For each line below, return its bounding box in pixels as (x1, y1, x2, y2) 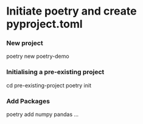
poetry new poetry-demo (6, 53, 69, 60)
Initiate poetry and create (6, 4, 137, 18)
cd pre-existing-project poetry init (6, 81, 91, 89)
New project (6, 39, 44, 47)
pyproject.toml (6, 17, 83, 31)
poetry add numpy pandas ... (6, 111, 79, 118)
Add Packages (6, 97, 51, 105)
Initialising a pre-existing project (6, 68, 105, 77)
